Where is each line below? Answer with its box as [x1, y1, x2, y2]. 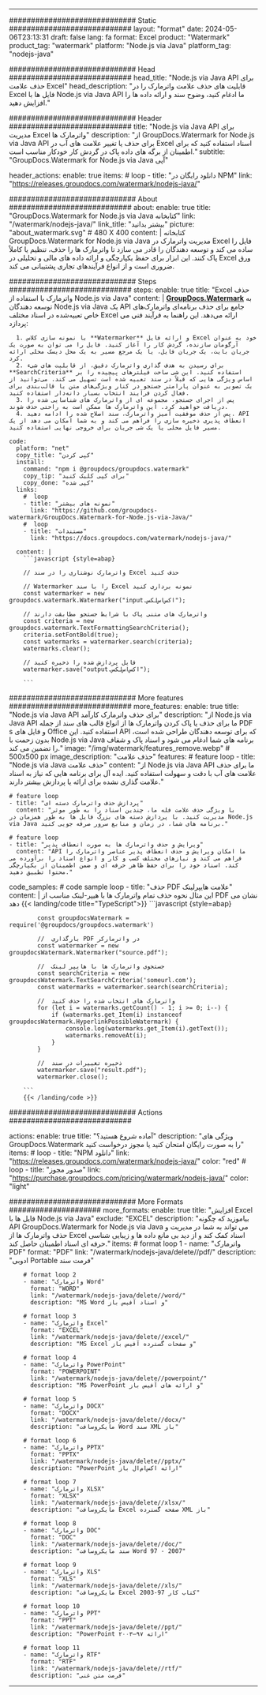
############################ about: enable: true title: [9, 203, 212, 212]
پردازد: [9, 319, 28, 328]
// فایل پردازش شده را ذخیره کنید [23, 658, 137, 666]
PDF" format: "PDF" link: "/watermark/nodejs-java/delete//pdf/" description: [9, 1247, 257, 1256]
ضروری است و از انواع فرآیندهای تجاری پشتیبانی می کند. [9, 261, 175, 271]
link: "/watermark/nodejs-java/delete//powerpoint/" [29, 1374, 208, 1382]
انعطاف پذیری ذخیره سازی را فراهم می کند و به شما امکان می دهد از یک [9, 417, 246, 425]
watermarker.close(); [37, 1073, 109, 1081]
